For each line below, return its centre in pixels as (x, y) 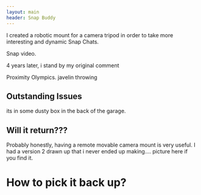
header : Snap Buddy (31, 18)
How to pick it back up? (66, 182)
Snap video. (21, 53)
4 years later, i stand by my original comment (63, 65)
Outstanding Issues (44, 96)
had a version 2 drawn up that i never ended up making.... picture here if (97, 152)
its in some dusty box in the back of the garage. (66, 111)
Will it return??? (37, 130)
